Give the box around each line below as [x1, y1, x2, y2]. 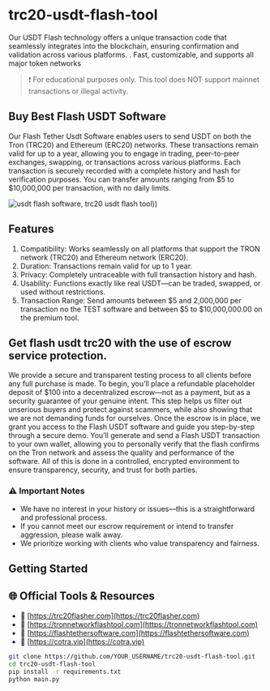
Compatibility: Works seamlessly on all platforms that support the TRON [19, 243, 261, 253]
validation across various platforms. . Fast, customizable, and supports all [8, 49, 254, 59]
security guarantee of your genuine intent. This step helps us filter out [8, 396, 242, 406]
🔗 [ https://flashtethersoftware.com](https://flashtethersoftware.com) [19, 628, 250, 637]
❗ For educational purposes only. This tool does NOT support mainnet [28, 75, 259, 84]
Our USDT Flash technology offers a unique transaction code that [8, 32, 227, 42]
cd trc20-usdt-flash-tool [8, 659, 96, 668]
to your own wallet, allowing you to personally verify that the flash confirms [8, 440, 260, 449]
